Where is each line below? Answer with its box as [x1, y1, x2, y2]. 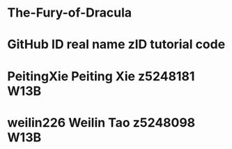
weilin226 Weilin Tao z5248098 [7, 114, 196, 130]
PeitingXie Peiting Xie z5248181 [7, 68, 195, 84]
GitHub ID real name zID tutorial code [7, 37, 226, 53]
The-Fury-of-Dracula [7, 5, 132, 21]
